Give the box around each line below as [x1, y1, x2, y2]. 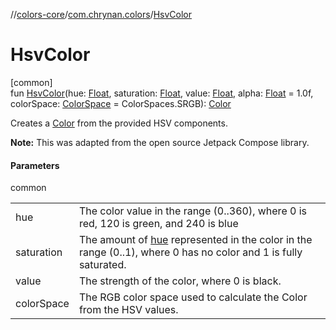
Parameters [10, 159, 60, 171]
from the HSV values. [78, 303, 179, 317]
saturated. [78, 258, 127, 272]
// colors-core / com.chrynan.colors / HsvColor [10, 9, 193, 20]
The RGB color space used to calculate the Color [78, 290, 308, 304]
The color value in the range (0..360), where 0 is [78, 204, 307, 218]
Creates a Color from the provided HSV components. [10, 117, 228, 129]
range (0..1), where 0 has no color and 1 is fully [78, 245, 303, 259]
